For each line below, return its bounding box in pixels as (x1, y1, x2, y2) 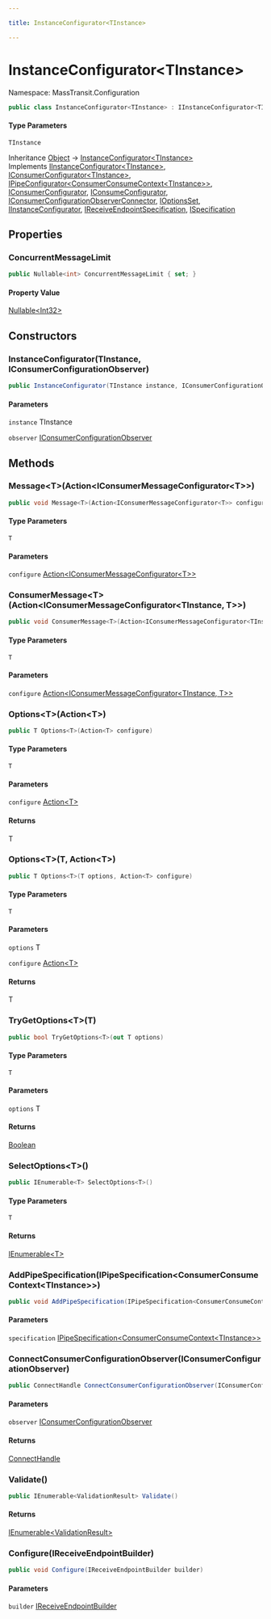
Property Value (8, 288, 60, 297)
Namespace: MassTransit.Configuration (8, 87, 140, 97)
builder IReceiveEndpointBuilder (8, 1601, 117, 1611)
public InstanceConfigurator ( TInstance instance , (8, 382, 179, 390)
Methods (8, 456, 55, 470)
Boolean (8, 1140, 36, 1150)
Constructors (8, 329, 77, 343)
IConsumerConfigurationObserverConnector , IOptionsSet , (8, 196, 201, 205)
